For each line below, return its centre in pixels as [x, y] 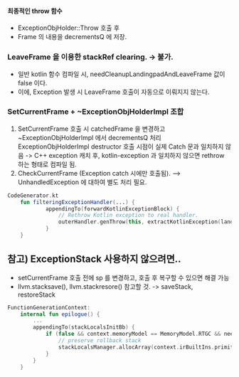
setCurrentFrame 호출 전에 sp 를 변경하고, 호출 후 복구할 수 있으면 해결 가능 [123, 277]
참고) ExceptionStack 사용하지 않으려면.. [94, 259]
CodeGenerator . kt [33, 196]
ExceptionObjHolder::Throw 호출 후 [68, 28]
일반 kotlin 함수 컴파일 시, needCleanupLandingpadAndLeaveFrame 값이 [121, 74]
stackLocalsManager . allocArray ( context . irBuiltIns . [136, 347]
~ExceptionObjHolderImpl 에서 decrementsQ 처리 [89, 137]
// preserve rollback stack [100, 341]
